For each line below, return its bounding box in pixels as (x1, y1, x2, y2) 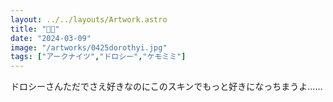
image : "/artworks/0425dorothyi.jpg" (10, 42, 168, 53)
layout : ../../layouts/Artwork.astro (10, 14, 168, 25)
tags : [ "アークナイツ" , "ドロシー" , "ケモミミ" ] (10, 52, 187, 62)
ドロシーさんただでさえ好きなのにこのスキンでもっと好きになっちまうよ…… (10, 81, 323, 93)
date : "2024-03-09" (10, 33, 92, 43)
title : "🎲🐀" (10, 24, 60, 34)
